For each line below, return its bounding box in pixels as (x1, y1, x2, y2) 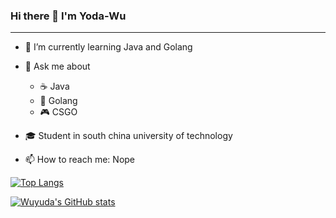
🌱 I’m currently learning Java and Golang (24, 41, 193, 53)
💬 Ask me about (24, 60, 91, 73)
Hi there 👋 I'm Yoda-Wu (10, 9, 127, 23)
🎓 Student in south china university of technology (24, 130, 233, 142)
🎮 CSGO (39, 106, 78, 118)
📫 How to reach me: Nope (24, 154, 136, 166)
